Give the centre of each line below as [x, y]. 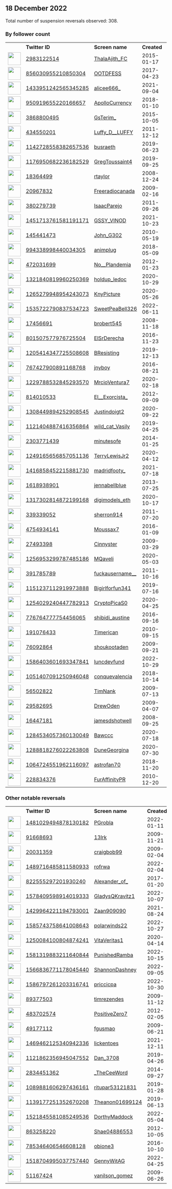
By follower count [28, 34]
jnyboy [102, 368]
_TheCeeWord [111, 1073]
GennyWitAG [110, 1161]
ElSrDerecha [109, 338]
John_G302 [108, 235]
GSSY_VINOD [110, 221]
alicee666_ [107, 88]
